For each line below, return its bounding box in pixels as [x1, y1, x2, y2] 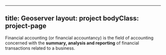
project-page [5, 22, 47, 30]
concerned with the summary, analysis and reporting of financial [5, 40, 139, 46]
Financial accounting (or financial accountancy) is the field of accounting [5, 35, 154, 40]
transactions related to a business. [5, 45, 76, 51]
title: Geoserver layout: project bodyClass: [5, 14, 139, 22]
